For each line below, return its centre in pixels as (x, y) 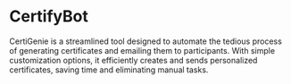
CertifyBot (49, 17)
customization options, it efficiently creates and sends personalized (133, 60)
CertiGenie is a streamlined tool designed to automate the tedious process (146, 41)
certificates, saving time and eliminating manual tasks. (109, 70)
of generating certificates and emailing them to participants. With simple (142, 50)
